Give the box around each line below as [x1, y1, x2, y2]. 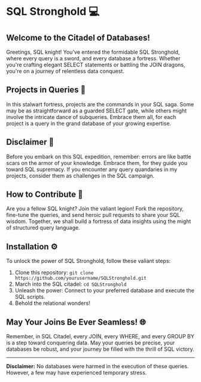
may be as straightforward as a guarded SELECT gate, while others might [6, 107, 187, 114]
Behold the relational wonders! [14, 300, 91, 307]
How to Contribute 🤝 [6, 190, 84, 200]
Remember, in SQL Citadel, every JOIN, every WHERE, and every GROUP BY [6, 333, 194, 340]
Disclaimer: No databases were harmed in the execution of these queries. [6, 363, 189, 370]
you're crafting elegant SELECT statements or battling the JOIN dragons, [6, 61, 185, 68]
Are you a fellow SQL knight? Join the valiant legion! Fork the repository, [6, 205, 184, 212]
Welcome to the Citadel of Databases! [6, 32, 151, 42]
